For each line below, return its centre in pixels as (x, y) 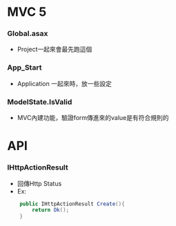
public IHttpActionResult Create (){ (72, 204)
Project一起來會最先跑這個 (55, 50)
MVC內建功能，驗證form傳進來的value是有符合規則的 (93, 118)
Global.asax (28, 34)
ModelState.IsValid (40, 102)
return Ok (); (51, 210)
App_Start (25, 68)
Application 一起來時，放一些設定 (64, 83)
